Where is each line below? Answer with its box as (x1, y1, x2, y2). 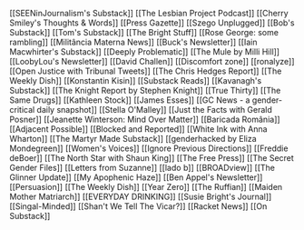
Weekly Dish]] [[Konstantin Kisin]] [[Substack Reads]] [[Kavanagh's (9, 75, 262, 85)
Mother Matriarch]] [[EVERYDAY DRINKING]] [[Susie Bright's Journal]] (9, 191, 272, 202)
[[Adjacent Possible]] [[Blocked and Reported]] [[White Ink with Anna (9, 124, 268, 135)
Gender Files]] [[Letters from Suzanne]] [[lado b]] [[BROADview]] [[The (9, 163, 275, 173)
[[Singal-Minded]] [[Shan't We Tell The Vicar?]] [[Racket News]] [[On (9, 201, 268, 212)
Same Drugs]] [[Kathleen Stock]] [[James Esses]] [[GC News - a (9, 95, 250, 105)
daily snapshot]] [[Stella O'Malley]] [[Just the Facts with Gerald (36, 105, 272, 115)
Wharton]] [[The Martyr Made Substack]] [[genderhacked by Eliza (9, 134, 257, 144)
